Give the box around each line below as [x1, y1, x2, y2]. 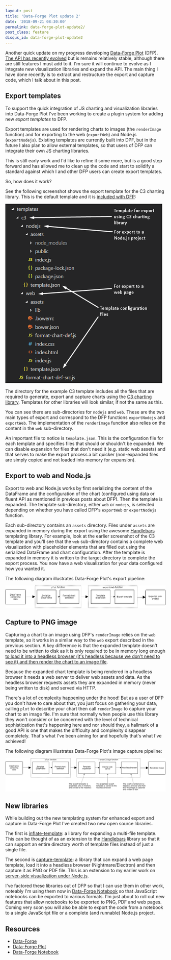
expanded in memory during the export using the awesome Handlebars [5, 527, 155, 533]
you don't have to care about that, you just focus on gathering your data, [5, 700, 158, 706]
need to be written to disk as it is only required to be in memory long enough [5, 648, 165, 654]
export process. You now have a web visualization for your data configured [5, 560, 163, 566]
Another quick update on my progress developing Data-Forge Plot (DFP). [5, 50, 158, 56]
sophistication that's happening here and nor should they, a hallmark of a [5, 722, 159, 728]
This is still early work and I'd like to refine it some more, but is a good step [5, 157, 162, 163]
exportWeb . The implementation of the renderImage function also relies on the [5, 420, 165, 426]
